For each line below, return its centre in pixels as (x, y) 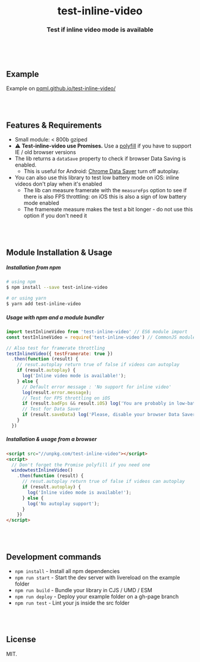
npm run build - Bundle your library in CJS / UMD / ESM (84, 590)
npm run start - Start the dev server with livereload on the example (97, 577)
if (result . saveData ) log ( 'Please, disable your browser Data (101, 415)
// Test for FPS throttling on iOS (66, 398)
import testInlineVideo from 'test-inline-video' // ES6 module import (97, 332)
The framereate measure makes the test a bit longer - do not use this (108, 210)
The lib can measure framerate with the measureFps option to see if (105, 190)
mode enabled (41, 203)
